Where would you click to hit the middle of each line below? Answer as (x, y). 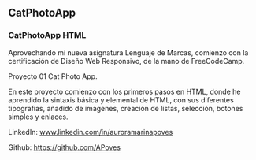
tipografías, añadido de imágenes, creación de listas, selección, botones (126, 108)
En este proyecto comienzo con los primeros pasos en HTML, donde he (124, 91)
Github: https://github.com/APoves (64, 147)
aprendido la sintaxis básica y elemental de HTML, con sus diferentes (121, 100)
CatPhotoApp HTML (47, 35)
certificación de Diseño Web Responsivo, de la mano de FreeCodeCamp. (126, 61)
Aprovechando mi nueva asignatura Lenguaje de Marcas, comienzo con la (128, 52)
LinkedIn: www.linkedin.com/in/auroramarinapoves (91, 132)
